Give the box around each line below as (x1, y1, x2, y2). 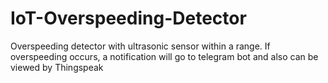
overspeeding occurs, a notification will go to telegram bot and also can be (10, 50, 319, 62)
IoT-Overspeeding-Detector (10, 7, 247, 30)
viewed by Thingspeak (10, 61, 104, 73)
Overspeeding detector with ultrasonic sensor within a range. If (10, 40, 271, 52)
